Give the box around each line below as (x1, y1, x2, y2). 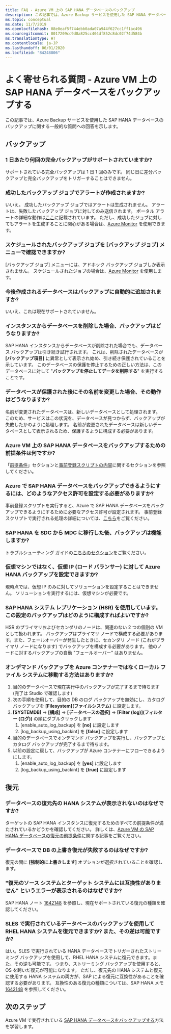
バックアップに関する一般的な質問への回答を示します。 (5, 123, 121, 130)
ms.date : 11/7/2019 (5, 21, 47, 27)
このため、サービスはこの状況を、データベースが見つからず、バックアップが (5, 415, 165, 421)
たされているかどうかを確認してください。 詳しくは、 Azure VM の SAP (5, 826, 154, 833)
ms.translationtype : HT (5, 36, 56, 41)
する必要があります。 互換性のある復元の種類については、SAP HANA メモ (9, 979, 164, 986)
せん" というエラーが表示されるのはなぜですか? (5, 887, 122, 894)
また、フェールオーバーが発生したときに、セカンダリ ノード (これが (13, 637, 156, 643)
